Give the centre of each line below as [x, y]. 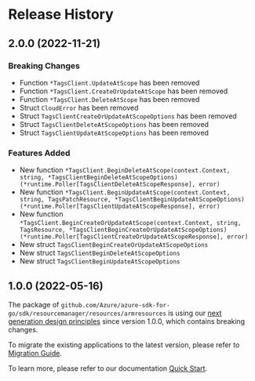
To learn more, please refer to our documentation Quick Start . [108, 368]
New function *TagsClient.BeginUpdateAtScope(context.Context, [125, 192]
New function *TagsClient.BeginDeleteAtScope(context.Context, [125, 170]
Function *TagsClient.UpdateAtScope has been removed [109, 82]
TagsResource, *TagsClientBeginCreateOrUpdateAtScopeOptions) [123, 230]
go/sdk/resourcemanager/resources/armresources [87, 314]
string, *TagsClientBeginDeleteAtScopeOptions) [98, 178]
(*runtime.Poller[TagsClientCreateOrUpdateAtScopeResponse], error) [134, 237]
